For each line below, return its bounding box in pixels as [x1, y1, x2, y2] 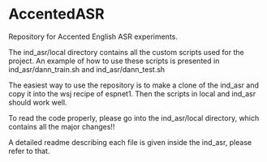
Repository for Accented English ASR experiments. [8, 32, 179, 41]
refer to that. [8, 146, 50, 156]
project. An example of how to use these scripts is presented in [8, 56, 220, 66]
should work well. [8, 97, 67, 107]
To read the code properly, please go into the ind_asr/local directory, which [8, 113, 260, 122]
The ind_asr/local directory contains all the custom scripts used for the [8, 47, 245, 57]
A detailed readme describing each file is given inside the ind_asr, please [8, 137, 252, 147]
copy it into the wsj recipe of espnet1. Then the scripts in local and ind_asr [8, 88, 256, 98]
